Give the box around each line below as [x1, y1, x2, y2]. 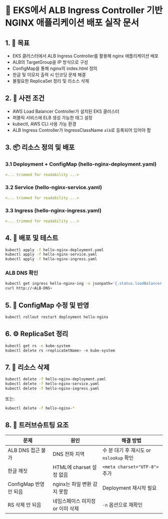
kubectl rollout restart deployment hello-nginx [5, 314, 108, 320]
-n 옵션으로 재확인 [102, 501, 143, 508]
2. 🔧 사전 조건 [5, 94, 45, 103]
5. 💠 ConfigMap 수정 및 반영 [5, 301, 89, 309]
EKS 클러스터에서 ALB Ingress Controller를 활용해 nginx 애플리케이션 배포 [12, 53, 159, 59]
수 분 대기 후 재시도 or [102, 447, 151, 454]
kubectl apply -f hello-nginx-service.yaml [5, 252, 97, 257]
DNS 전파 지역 [52, 450, 85, 457]
